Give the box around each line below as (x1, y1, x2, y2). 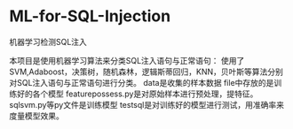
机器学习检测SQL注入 (9, 36, 87, 47)
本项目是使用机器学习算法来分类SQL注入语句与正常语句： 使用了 (9, 55, 245, 65)
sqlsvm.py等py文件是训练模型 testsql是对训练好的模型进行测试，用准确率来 (9, 99, 284, 110)
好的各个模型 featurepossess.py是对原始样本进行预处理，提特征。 (16, 88, 258, 99)
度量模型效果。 (9, 110, 64, 121)
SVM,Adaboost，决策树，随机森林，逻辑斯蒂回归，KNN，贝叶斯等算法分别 (9, 66, 284, 77)
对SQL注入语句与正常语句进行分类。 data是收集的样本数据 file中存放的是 (9, 77, 274, 87)
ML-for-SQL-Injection (9, 6, 171, 27)
